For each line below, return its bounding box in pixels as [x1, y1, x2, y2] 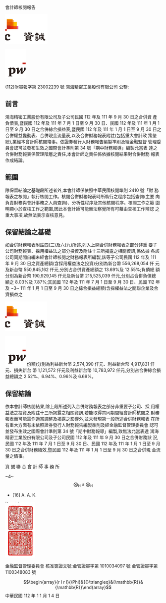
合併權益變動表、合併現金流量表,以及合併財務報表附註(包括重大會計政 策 [5, 132, 153, 138]
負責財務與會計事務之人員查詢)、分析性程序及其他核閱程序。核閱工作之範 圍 [5, 200, 160, 206]
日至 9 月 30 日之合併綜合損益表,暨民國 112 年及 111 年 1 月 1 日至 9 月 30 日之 [5, 126, 162, 132]
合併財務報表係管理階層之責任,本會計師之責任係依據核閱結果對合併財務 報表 [5, 151, 160, 157]
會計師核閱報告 [5, 4, 36, 10]
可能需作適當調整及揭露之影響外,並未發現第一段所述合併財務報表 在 [18, 416, 155, 422]
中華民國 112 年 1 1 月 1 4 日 [5, 593, 60, 599]
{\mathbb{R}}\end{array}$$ [55, 584, 112, 591]
